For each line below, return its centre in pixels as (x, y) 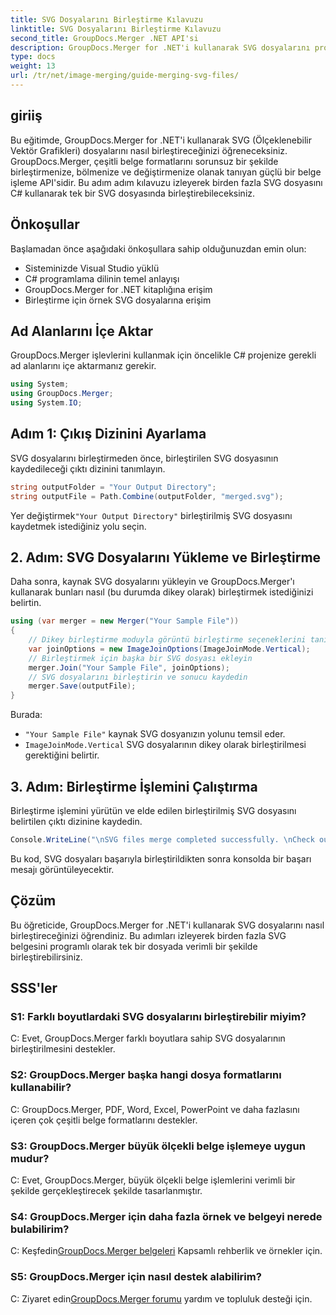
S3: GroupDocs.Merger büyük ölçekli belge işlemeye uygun (158, 1146)
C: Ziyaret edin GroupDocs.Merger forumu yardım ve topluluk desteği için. (161, 1298)
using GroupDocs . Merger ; (62, 394)
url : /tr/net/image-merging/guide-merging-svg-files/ (125, 76)
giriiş (26, 116)
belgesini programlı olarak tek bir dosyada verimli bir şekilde (134, 946)
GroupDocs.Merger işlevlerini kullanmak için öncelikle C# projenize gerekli (163, 355)
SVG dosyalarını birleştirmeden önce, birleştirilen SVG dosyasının (144, 458)
